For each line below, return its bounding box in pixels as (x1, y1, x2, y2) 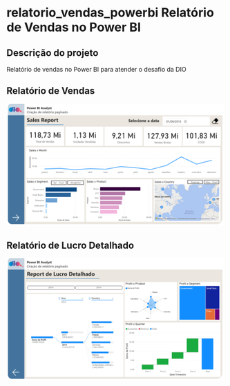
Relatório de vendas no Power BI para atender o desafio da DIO (6, 65, 187, 73)
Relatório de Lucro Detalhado (6, 239, 135, 251)
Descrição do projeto (6, 47, 99, 59)
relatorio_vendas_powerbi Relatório (6, 5, 215, 21)
